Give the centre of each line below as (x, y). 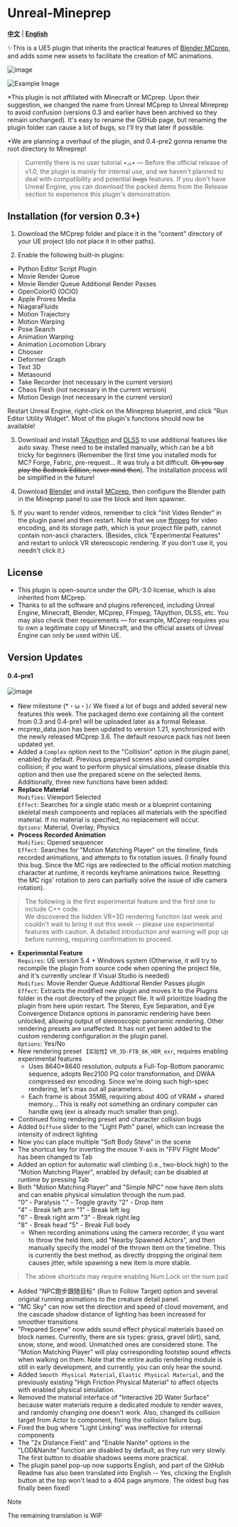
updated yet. (36, 744)
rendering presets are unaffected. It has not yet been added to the (114, 1029)
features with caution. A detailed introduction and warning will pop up (126, 932)
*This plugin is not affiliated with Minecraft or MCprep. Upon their (104, 97)
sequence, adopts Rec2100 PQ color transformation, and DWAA (121, 1074)
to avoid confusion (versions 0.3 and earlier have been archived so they (112, 112)
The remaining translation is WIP (55, 1516)
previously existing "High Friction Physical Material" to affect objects (118, 1382)
